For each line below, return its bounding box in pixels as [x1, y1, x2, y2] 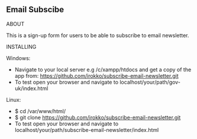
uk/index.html [14, 85, 49, 92]
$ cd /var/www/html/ [14, 107, 66, 114]
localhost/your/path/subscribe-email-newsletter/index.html [14, 126, 159, 133]
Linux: [6, 96, 21, 103]
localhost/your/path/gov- [119, 78, 180, 85]
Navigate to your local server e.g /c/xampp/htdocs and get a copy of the [14, 66, 192, 73]
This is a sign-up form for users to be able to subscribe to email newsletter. [6, 32, 189, 39]
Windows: [6, 54, 31, 61]
